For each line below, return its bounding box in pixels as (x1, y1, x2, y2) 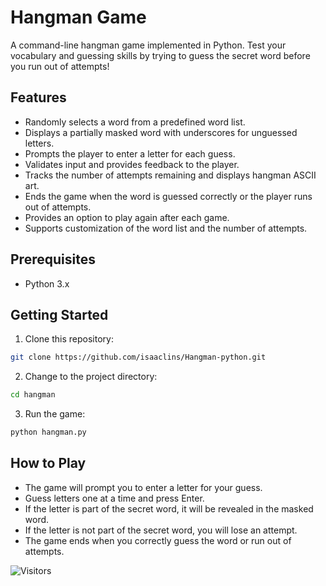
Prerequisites (10, 251, 96, 268)
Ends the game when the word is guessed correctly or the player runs (24, 190, 313, 202)
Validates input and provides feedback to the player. (24, 158, 240, 170)
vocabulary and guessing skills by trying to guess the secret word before (10, 49, 311, 61)
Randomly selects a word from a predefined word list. (24, 116, 246, 128)
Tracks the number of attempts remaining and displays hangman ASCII (24, 169, 317, 181)
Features (10, 89, 67, 106)
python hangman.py (10, 427, 87, 438)
